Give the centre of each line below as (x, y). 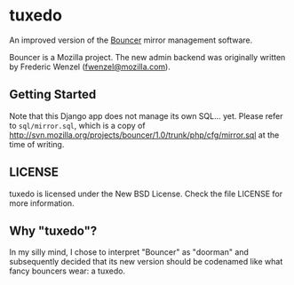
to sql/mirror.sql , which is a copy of (77, 125)
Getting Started (53, 95)
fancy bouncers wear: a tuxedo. (68, 271)
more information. (42, 203)
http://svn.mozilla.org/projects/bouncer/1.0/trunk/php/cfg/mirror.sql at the (144, 135)
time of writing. (37, 144)
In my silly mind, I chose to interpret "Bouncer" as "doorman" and (129, 252)
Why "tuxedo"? (53, 230)
